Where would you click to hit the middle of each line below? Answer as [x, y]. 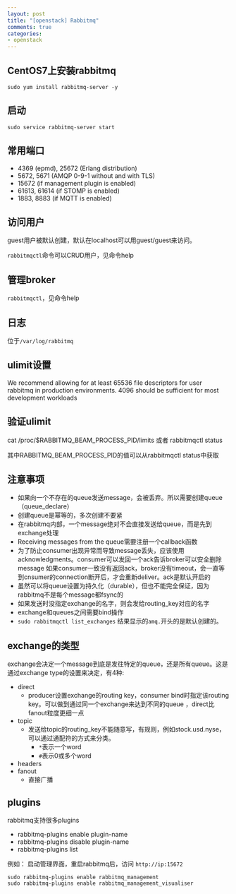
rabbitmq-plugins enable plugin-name [73, 835]
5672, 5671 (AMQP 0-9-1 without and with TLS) [86, 175]
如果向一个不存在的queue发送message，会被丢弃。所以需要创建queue [120, 498]
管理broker [31, 280]
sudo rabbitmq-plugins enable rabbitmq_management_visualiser [100, 883]
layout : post [26, 14]
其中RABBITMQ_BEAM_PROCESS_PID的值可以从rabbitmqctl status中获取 [113, 455]
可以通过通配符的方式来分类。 [71, 738]
